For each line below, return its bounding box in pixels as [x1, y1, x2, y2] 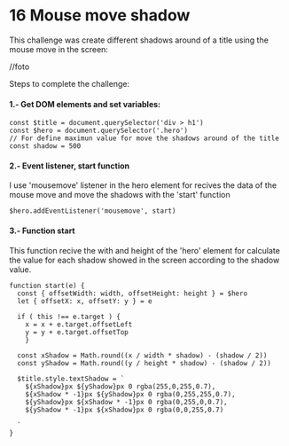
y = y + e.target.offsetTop [25, 327, 129, 337]
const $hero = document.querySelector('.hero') [9, 126, 189, 136]
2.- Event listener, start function [9, 160, 130, 171]
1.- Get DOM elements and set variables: [9, 98, 161, 109]
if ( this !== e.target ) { [17, 312, 121, 321]
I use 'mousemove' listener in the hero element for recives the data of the [9, 180, 277, 191]
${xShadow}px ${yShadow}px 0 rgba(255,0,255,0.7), [25, 382, 216, 391]
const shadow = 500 [9, 142, 82, 151]
